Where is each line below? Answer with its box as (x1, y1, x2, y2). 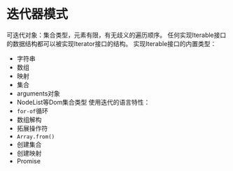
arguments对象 (16, 89, 61, 98)
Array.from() (16, 133, 55, 140)
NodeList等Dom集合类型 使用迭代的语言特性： (16, 98, 150, 106)
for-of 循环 (16, 106, 48, 115)
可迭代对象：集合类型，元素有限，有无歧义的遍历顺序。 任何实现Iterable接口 (6, 31, 227, 39)
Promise (16, 156, 41, 165)
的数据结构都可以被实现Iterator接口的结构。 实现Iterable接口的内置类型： (6, 39, 217, 47)
